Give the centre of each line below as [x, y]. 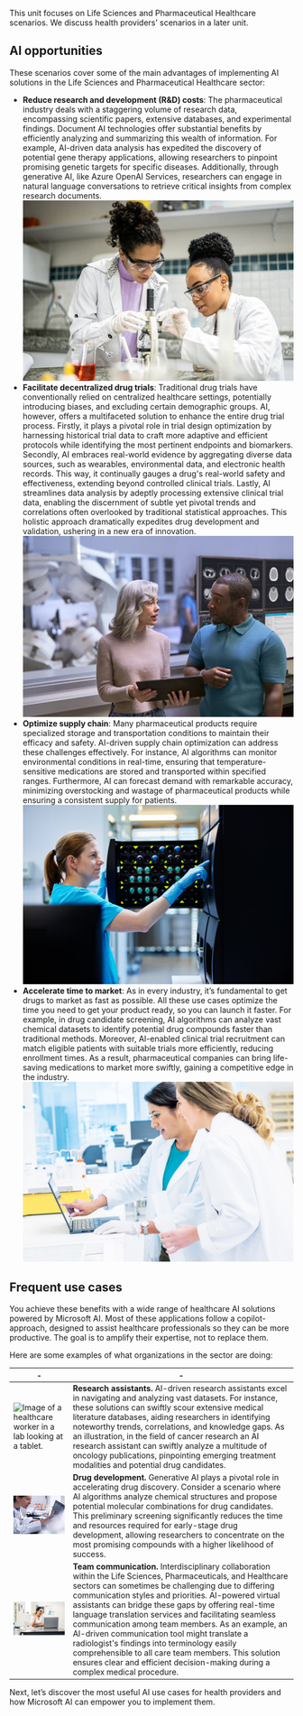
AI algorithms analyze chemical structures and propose [175, 1497]
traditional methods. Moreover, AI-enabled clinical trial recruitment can [154, 1038]
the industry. [46, 1076]
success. [89, 1555]
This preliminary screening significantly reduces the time [178, 1516]
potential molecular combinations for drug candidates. [173, 1507]
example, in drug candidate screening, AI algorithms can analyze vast [151, 1019]
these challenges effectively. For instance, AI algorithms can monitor [150, 752]
